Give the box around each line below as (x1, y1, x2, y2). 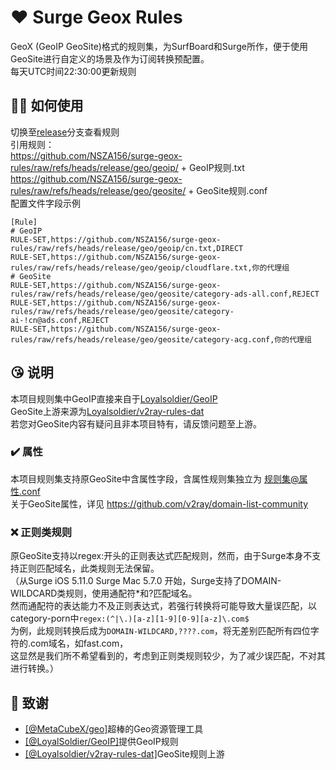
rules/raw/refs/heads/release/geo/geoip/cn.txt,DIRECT (10, 243, 244, 253)
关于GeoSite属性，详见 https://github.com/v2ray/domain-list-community (10, 497, 309, 510)
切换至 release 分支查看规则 (10, 126, 120, 138)
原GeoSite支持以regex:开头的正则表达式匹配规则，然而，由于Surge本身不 (10, 550, 313, 562)
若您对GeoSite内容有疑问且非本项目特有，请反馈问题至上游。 (10, 417, 262, 430)
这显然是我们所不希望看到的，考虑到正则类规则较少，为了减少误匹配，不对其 (10, 650, 326, 662)
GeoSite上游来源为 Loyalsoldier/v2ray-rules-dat (10, 405, 205, 417)
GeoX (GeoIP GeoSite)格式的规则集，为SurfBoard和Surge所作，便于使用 (10, 40, 308, 52)
